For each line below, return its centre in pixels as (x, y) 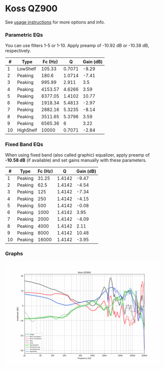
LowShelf (27, 69)
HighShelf (27, 130)
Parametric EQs (24, 35)
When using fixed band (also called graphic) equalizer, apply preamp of (77, 155)
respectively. (18, 51)
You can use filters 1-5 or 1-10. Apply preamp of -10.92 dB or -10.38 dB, (77, 46)
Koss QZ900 (31, 9)
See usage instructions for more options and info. (55, 22)
